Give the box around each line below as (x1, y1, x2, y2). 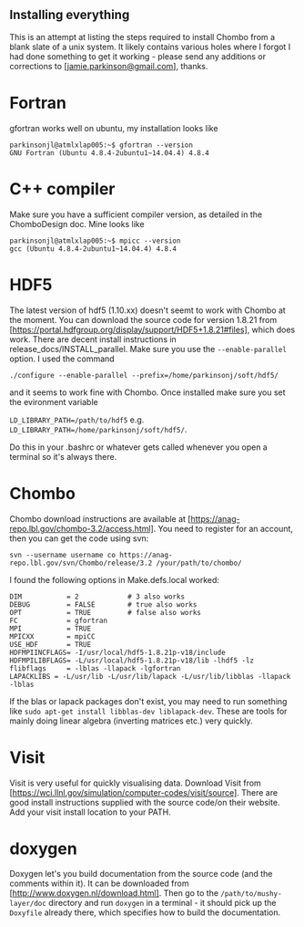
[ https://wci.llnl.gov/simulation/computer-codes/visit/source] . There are (9, 786, 279, 797)
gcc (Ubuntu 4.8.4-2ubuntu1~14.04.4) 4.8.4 (9, 244, 177, 254)
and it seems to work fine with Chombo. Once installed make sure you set (9, 387, 286, 398)
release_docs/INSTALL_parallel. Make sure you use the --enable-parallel (9, 343, 287, 354)
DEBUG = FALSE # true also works (9, 599, 198, 609)
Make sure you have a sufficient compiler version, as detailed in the (9, 209, 262, 220)
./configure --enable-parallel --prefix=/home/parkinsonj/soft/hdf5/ (9, 370, 279, 380)
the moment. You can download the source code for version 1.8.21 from (9, 314, 278, 325)
